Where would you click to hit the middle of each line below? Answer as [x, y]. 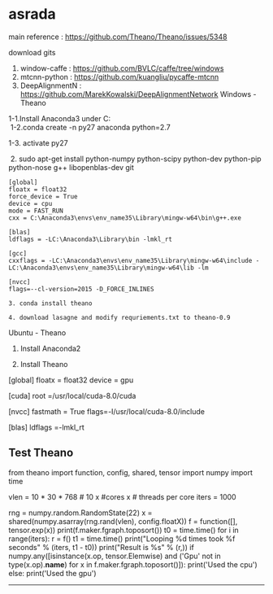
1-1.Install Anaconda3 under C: [60, 118]
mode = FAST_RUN [36, 211]
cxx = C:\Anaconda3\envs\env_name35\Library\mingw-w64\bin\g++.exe [125, 218]
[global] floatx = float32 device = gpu [71, 380]
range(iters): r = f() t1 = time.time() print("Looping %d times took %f [122, 539]
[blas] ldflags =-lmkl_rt [47, 427]
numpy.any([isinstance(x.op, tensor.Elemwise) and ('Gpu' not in [115, 556]
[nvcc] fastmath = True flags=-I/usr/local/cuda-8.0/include [107, 411]
